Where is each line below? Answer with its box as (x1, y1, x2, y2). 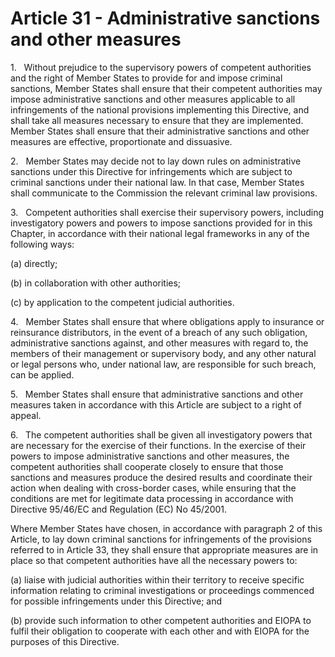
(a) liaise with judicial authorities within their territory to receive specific (10, 573, 305, 586)
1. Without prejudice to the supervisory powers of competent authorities (10, 61, 312, 73)
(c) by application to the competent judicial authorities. (10, 296, 235, 308)
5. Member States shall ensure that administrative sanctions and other (10, 388, 304, 400)
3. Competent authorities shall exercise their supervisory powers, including (10, 206, 325, 218)
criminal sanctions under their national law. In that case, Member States (10, 176, 305, 188)
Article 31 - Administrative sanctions (10, 7, 321, 30)
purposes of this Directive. (10, 635, 120, 647)
